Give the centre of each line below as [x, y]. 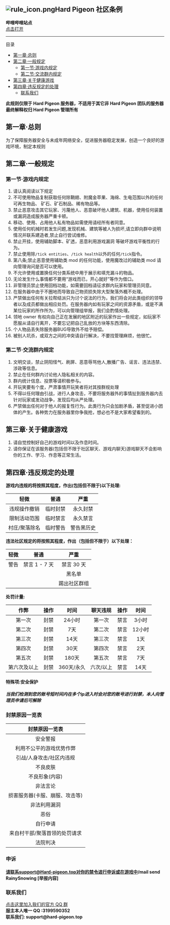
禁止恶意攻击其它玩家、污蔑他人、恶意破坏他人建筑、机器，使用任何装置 [88, 210]
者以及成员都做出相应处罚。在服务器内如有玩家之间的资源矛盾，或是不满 [88, 304]
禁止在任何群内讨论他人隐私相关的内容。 [55, 375]
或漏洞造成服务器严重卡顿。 [42, 216]
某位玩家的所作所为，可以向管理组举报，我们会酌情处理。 [72, 311]
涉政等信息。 [26, 368]
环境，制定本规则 [28, 146]
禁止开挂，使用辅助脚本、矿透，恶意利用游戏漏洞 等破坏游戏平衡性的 [84, 241]
